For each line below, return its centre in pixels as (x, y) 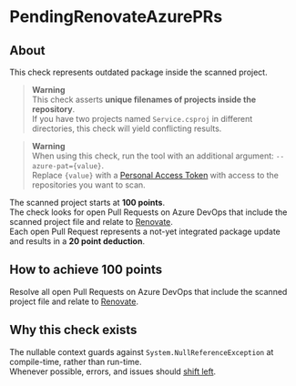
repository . (53, 109)
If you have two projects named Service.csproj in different (142, 119)
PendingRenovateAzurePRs (116, 17)
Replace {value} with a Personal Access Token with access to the (155, 175)
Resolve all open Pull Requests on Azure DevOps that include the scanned (148, 291)
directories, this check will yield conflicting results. (127, 128)
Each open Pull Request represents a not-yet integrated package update (145, 231)
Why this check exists (73, 330)
